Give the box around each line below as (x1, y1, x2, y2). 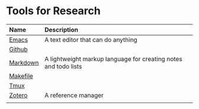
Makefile (9, 72, 34, 80)
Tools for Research (6, 4, 101, 18)
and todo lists (44, 62, 82, 70)
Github (9, 45, 28, 53)
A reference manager (44, 91, 104, 99)
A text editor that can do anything (44, 36, 137, 44)
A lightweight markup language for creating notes (44, 54, 182, 63)
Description (44, 25, 79, 34)
